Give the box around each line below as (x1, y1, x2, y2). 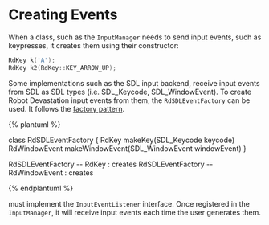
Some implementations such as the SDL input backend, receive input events (8, 78, 260, 88)
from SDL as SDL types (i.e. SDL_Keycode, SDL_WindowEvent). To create (8, 87, 251, 96)
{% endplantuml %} (8, 183, 74, 193)
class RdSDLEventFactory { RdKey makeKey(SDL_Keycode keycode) (8, 135, 235, 145)
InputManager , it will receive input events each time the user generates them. (8, 207, 261, 217)
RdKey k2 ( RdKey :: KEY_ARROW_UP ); (8, 63, 116, 72)
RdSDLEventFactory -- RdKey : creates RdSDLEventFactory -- (8, 159, 214, 169)
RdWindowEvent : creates (8, 167, 94, 178)
